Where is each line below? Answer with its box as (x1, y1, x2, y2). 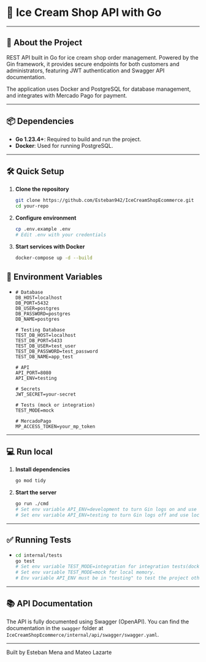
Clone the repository (15, 185, 69, 193)
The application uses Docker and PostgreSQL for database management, (6, 85, 191, 93)
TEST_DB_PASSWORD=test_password (15, 348, 98, 355)
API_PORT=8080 (15, 369, 51, 376)
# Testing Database (15, 326, 66, 333)
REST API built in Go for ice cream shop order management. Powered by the (6, 53, 199, 61)
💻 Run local (6, 446, 53, 456)
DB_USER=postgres (15, 305, 60, 312)
